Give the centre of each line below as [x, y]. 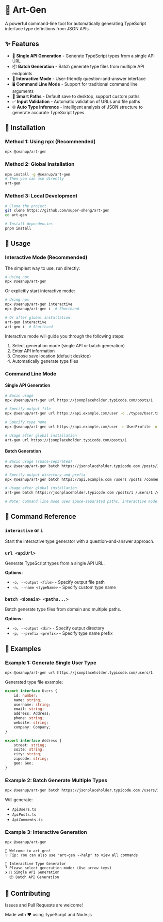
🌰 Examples [23, 649]
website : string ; [31, 723]
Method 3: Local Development [41, 196]
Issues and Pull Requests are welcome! [44, 905]
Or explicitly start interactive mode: [40, 291]
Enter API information [33, 351]
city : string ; [28, 754]
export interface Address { [33, 741]
